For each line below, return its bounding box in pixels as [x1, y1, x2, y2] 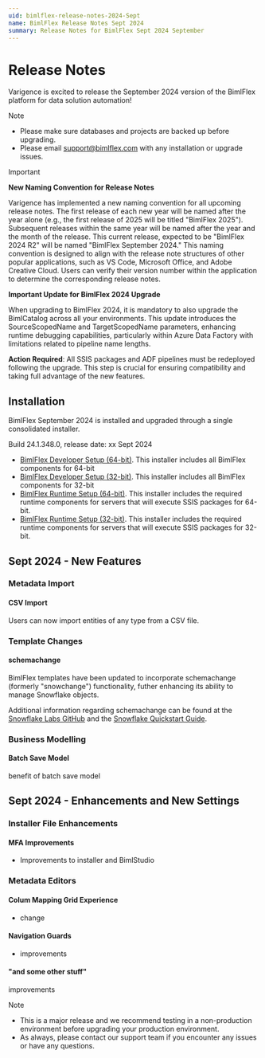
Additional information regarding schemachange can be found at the [8, 705, 233, 715]
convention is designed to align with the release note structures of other [8, 249, 245, 259]
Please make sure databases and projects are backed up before [19, 127, 230, 136]
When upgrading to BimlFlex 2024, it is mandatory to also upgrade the [8, 305, 239, 315]
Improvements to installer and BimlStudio [19, 856, 155, 865]
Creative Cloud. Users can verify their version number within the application [8, 266, 257, 276]
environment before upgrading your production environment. [19, 1024, 220, 1033]
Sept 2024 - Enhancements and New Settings [8, 794, 240, 808]
